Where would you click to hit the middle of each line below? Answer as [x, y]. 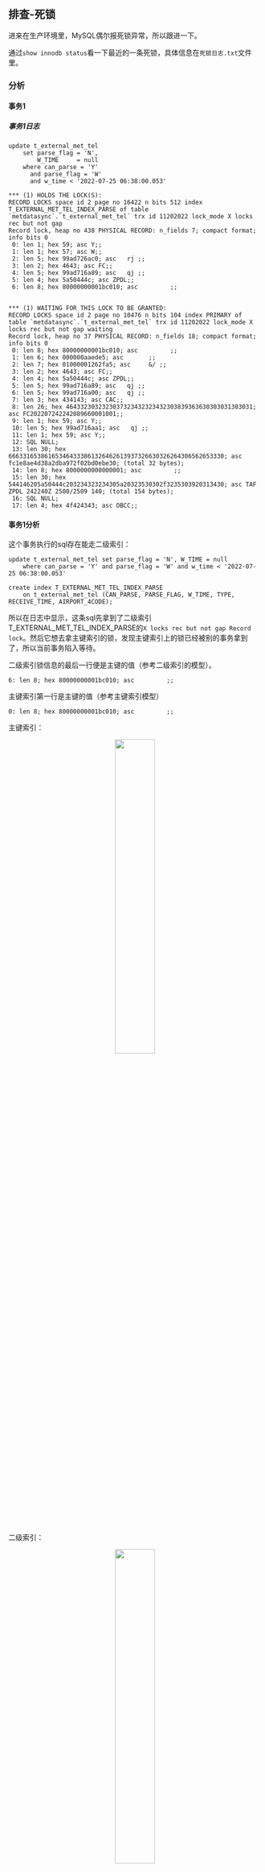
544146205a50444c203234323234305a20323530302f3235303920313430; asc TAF [132, 485]
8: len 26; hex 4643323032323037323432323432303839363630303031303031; [134, 407]
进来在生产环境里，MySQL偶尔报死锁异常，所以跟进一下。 [105, 35]
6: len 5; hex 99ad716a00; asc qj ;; [79, 393]
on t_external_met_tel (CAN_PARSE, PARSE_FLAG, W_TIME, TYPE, [129, 595]
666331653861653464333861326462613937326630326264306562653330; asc [125, 457]
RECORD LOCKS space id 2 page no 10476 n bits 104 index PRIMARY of [125, 315]
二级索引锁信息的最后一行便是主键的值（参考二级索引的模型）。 [112, 665]
